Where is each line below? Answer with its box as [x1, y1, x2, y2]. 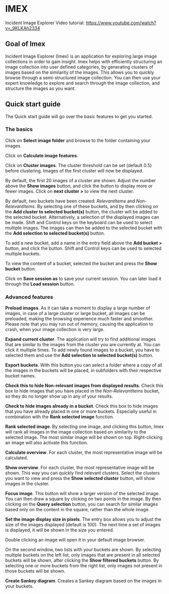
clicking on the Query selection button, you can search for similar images [5, 501, 158, 507]
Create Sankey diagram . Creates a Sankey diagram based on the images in [5, 578, 162, 584]
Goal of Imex [5, 40, 46, 48]
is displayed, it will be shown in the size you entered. [5, 527, 114, 533]
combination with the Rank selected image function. [5, 414, 114, 420]
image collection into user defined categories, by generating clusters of [5, 64, 153, 70]
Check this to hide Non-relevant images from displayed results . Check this [5, 383, 163, 389]
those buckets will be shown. [5, 568, 65, 574]
